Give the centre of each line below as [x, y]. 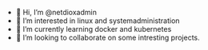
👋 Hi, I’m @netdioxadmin [56, 12]
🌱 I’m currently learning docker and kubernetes [94, 29]
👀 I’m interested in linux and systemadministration [98, 21]
